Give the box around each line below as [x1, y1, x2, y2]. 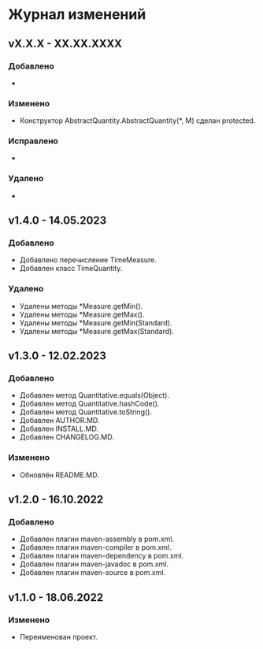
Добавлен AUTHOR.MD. [19, 416, 100, 425]
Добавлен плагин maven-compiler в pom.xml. [19, 543, 172, 552]
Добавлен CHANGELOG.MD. [19, 432, 114, 442]
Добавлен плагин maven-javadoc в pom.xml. [19, 559, 169, 569]
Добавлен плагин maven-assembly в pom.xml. [19, 534, 175, 544]
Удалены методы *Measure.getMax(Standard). [19, 326, 175, 336]
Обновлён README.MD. [19, 470, 100, 480]
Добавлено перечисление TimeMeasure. [19, 255, 157, 265]
